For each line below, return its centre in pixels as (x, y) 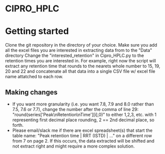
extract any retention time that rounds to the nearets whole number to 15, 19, (83, 66)
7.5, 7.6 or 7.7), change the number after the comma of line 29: (75, 109)
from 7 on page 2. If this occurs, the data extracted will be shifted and (83, 141)
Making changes (31, 92)
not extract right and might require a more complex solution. (73, 146)
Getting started (37, 31)
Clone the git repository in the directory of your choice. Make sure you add (81, 45)
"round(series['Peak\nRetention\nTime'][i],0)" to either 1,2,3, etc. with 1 (84, 114)
